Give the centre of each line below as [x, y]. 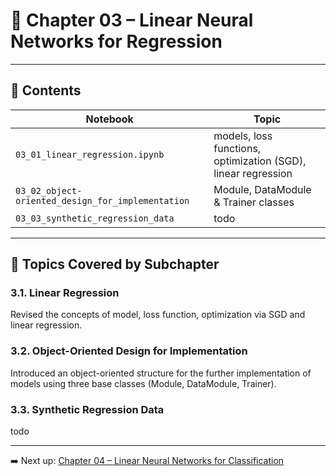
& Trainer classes [254, 202]
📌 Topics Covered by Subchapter [115, 264]
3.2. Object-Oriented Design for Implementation [129, 351]
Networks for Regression [116, 41]
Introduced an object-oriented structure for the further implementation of [161, 373]
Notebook [109, 119]
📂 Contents [46, 90]
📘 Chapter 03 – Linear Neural [132, 20]
